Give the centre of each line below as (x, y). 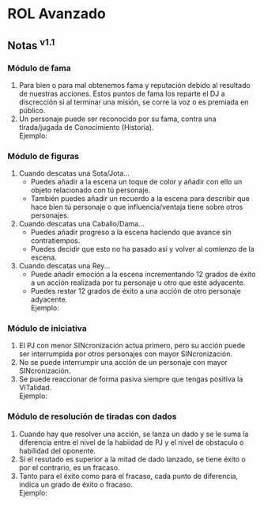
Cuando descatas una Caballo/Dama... (81, 224)
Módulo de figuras (43, 156)
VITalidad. (35, 388)
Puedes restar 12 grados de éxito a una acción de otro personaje (136, 291)
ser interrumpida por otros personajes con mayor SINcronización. (125, 354)
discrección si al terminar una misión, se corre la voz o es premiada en (134, 102)
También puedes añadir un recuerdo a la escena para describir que (140, 199)
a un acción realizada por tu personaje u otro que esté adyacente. (138, 283)
